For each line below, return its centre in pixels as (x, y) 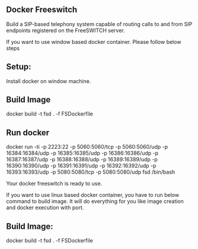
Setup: (19, 67)
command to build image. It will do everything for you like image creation (95, 202)
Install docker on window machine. (49, 81)
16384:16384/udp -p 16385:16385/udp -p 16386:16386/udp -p (82, 153)
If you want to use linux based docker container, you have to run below (93, 195)
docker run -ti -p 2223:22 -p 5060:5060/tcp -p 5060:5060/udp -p (87, 147)
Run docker (28, 133)
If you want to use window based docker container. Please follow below (94, 41)
